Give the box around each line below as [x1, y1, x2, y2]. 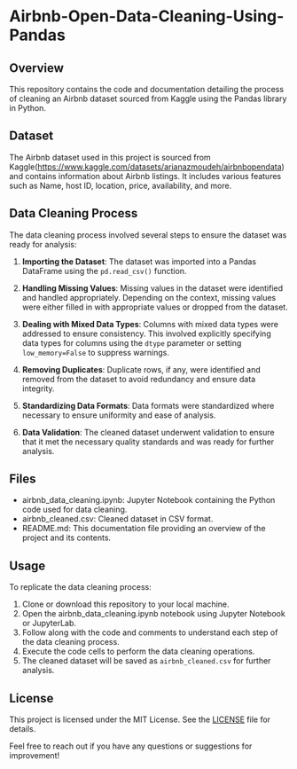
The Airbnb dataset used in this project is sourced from [9, 152, 211, 162]
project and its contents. [21, 532, 112, 543]
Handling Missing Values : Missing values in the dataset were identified [21, 282, 284, 294]
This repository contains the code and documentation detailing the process [9, 84, 285, 94]
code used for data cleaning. [21, 504, 128, 515]
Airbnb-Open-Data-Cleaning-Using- [9, 6, 285, 27]
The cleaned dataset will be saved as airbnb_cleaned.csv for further [21, 655, 271, 666]
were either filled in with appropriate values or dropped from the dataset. [21, 302, 288, 312]
